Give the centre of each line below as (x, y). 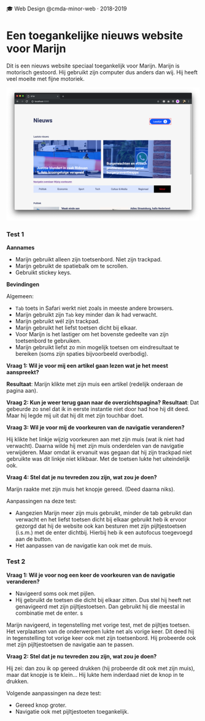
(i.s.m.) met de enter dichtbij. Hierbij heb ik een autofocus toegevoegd (104, 533)
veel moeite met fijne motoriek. (45, 79)
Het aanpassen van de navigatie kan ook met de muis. (83, 546)
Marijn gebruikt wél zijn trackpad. (57, 322)
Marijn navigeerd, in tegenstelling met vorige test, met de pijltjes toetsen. (99, 625)
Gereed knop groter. (41, 705)
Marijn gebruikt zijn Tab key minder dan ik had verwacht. (86, 315)
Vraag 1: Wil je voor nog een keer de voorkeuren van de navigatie (91, 575)
